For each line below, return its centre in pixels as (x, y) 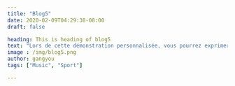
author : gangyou (31, 59)
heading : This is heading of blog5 (59, 39)
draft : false (26, 27)
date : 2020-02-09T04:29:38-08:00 (56, 20)
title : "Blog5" (29, 14)
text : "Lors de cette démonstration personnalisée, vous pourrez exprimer (119, 46)
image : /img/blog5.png (42, 52)
